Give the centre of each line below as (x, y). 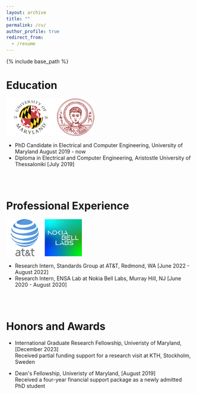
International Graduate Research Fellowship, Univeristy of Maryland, (98, 343)
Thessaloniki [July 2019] (45, 164)
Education (32, 85)
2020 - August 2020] (41, 284)
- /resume (23, 44)
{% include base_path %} (37, 61)
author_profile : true (33, 31)
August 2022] (32, 272)
